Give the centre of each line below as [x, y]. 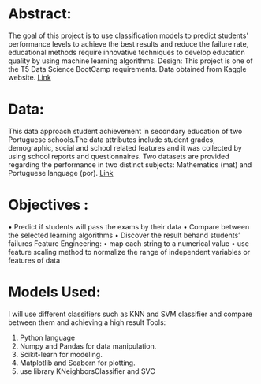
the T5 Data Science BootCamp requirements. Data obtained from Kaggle [127, 69]
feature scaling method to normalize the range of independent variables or [129, 252]
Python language [47, 337]
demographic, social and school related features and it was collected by [125, 147]
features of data [34, 260]
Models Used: [54, 292]
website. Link [30, 77]
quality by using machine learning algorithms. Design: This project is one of [131, 61]
